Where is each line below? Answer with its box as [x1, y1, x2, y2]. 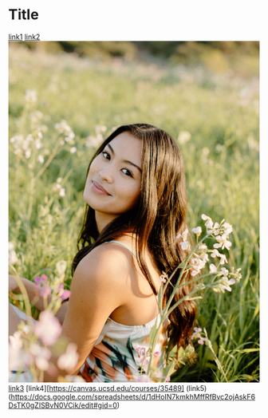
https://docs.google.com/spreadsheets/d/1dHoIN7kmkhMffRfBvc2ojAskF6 [10, 392, 256, 402]
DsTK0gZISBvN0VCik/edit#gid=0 [8, 400, 117, 410]
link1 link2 [8, 32, 41, 41]
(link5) [186, 384, 207, 393]
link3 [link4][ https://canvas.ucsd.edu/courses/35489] [8, 384, 185, 393]
